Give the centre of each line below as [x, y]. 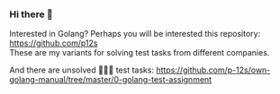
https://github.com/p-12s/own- [213, 70]
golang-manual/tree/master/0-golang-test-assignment [111, 80]
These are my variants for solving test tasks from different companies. [140, 53]
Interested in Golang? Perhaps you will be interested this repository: [135, 34]
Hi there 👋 [32, 14]
